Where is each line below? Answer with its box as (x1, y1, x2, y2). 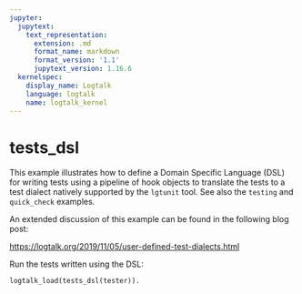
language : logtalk (25, 89, 96, 98)
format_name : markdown (33, 47, 120, 56)
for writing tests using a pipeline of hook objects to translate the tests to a (9, 177, 286, 188)
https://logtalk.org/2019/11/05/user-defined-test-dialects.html (9, 241, 240, 252)
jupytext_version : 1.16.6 (33, 65, 132, 74)
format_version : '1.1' (33, 56, 120, 65)
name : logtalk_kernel (25, 97, 107, 107)
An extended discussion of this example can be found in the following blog (9, 214, 289, 225)
